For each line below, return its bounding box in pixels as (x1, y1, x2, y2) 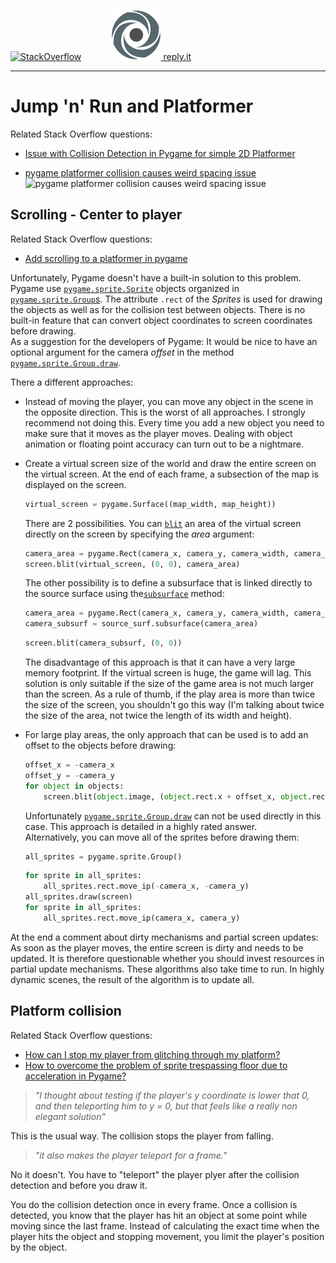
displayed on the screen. (24, 478, 127, 490)
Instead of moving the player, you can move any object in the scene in (24, 395, 314, 407)
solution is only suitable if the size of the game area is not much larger (24, 678, 315, 689)
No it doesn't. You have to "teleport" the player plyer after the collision (10, 1168, 300, 1180)
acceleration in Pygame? (24, 1070, 127, 1082)
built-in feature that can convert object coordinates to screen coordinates (10, 314, 313, 326)
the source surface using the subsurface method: (24, 588, 225, 600)
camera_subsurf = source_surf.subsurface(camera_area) (24, 619, 259, 629)
